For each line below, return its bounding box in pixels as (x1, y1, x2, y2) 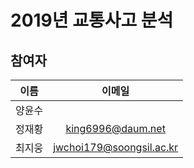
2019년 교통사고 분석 (10, 9, 174, 32)
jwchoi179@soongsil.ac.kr (53, 141, 179, 154)
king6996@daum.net (65, 122, 166, 135)
